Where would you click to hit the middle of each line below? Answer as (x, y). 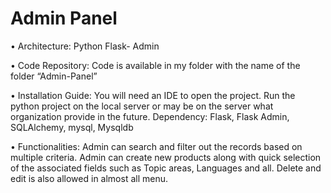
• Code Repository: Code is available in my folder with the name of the (155, 65)
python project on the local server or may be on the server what (142, 106)
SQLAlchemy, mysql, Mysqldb (72, 127)
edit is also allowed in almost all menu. (89, 178)
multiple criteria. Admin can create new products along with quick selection (166, 157)
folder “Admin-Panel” (54, 76)
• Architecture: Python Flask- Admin (85, 46)
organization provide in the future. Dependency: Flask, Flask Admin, (150, 116)
